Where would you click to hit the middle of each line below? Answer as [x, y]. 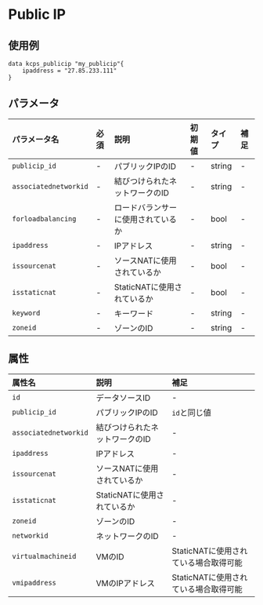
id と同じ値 [191, 412]
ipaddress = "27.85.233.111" [70, 71]
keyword [26, 313]
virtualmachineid [44, 556]
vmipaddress [34, 583]
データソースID [123, 398]
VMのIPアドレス [125, 583]
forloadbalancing [44, 219]
